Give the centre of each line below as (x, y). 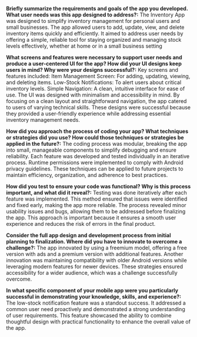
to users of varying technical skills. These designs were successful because (98, 107)
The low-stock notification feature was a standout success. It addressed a (96, 303)
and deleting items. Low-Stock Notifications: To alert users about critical (94, 82)
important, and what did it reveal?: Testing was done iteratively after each (96, 193)
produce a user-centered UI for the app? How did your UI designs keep (94, 64)
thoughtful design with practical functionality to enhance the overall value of (98, 322)
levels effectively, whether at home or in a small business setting (84, 46)
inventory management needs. (43, 120)
